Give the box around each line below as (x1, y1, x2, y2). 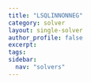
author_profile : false (8, 33, 83, 42)
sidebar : (8, 56, 37, 64)
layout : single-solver (8, 26, 83, 34)
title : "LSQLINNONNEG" (8, 11, 83, 20)
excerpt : (8, 41, 37, 49)
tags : (8, 48, 26, 56)
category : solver (8, 19, 66, 27)
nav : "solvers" (15, 63, 66, 71)
